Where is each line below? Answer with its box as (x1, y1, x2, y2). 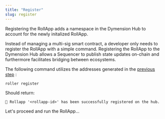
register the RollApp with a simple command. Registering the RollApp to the (5, 46, 160, 52)
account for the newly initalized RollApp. (5, 31, 88, 37)
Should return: (5, 90, 35, 96)
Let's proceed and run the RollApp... (5, 108, 80, 114)
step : (5, 71, 17, 77)
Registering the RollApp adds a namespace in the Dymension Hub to (5, 25, 146, 31)
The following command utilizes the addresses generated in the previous (5, 66, 155, 72)
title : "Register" (5, 7, 43, 12)
